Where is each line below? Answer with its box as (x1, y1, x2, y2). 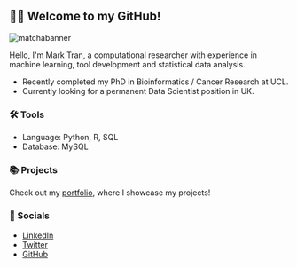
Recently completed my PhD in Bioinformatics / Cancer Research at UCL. (21, 76, 289, 87)
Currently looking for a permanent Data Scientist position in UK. (21, 85, 254, 96)
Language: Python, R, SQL (21, 132, 119, 143)
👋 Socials (9, 209, 51, 222)
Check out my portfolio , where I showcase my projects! (9, 187, 211, 198)
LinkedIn (21, 230, 54, 240)
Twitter (21, 239, 49, 249)
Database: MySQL (21, 141, 89, 152)
